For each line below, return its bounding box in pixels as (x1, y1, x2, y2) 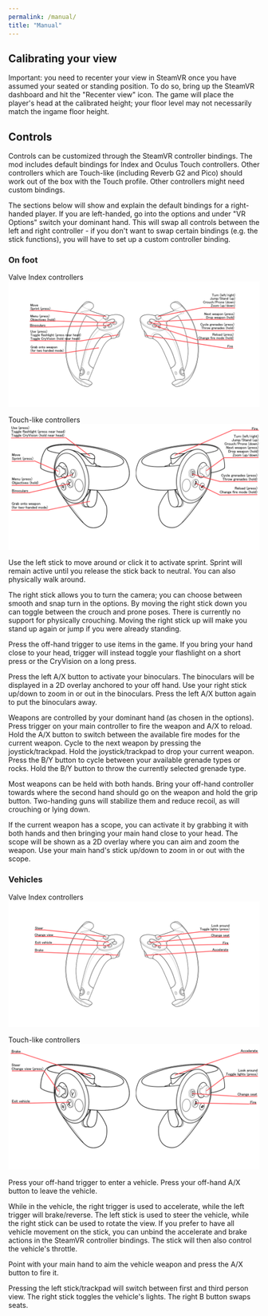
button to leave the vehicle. (8, 1186, 98, 1195)
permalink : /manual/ (8, 13, 77, 21)
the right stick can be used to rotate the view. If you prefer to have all (8, 1218, 235, 1228)
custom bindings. (8, 185, 65, 195)
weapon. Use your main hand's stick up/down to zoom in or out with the (8, 846, 245, 856)
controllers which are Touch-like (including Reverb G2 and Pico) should (8, 168, 243, 178)
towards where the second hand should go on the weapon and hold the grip (8, 788, 258, 797)
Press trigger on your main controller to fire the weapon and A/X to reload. (8, 721, 253, 731)
